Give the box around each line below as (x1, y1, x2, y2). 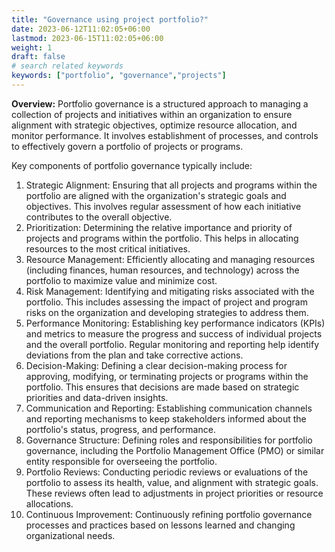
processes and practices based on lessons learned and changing (25, 519, 296, 531)
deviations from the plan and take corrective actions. (25, 349, 244, 361)
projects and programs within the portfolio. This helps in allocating (25, 232, 299, 244)
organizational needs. (25, 529, 116, 541)
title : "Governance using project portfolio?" (11, 14, 209, 25)
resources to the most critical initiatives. (25, 242, 191, 255)
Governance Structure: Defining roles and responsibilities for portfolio (25, 434, 313, 446)
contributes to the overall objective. (25, 211, 173, 223)
